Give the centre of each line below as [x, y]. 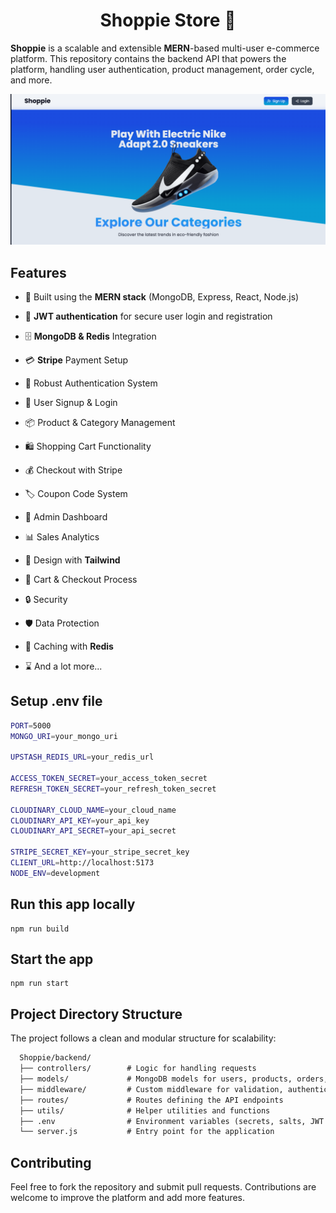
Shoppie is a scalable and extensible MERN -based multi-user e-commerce [165, 48]
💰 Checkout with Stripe [73, 470]
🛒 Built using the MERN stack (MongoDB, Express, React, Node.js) [162, 296]
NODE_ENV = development [55, 873]
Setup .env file [56, 701]
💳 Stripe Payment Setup [76, 360]
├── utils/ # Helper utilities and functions [145, 1110]
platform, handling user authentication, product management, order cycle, [162, 69]
